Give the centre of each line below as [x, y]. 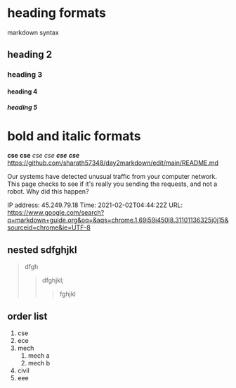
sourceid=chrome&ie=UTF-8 [49, 227]
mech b [39, 363]
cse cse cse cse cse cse [44, 156]
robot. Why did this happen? [48, 192]
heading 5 [22, 108]
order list [27, 316]
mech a [39, 356]
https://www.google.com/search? [56, 213]
